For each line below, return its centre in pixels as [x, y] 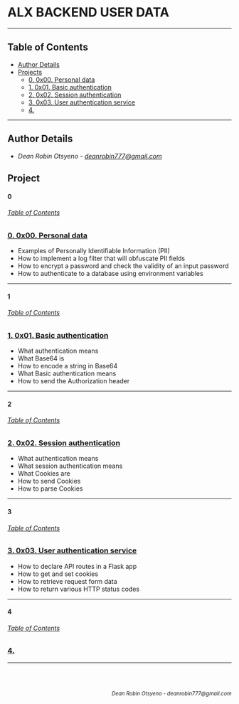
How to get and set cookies [58, 574]
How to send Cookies [49, 481]
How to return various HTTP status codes [79, 589]
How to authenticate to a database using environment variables [111, 274]
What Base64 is [41, 358]
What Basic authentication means [67, 373]
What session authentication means [70, 466]
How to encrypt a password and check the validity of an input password [123, 266]
